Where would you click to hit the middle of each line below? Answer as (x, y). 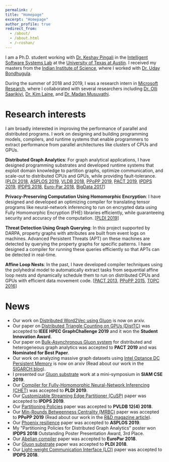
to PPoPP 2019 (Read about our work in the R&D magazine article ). (82, 417)
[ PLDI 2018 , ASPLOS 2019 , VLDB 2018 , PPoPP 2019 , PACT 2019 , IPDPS (79, 181)
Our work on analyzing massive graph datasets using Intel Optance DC (86, 358)
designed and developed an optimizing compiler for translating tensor (78, 202)
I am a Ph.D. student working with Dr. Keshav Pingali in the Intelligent (77, 57)
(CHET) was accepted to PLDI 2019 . (50, 390)
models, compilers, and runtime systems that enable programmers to (77, 139)
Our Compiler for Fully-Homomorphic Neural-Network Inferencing (81, 385)
